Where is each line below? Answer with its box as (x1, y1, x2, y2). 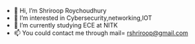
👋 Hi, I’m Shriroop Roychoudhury (13, 7, 107, 14)
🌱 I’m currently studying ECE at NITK (13, 21, 119, 29)
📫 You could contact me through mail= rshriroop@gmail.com (13, 29, 188, 37)
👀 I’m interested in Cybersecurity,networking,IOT (13, 14, 153, 22)
